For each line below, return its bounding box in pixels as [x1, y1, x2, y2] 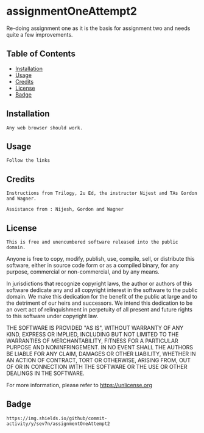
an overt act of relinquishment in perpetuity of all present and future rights [6, 306, 193, 313]
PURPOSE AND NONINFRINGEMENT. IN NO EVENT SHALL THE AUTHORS [6, 344, 194, 351]
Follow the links [6, 158, 51, 164]
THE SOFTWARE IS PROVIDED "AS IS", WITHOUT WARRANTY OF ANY [6, 324, 184, 331]
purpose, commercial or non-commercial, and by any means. [6, 268, 160, 275]
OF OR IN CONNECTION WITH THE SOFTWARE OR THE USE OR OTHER [6, 363, 188, 370]
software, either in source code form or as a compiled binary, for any [6, 261, 179, 269]
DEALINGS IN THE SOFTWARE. [6, 369, 85, 377]
